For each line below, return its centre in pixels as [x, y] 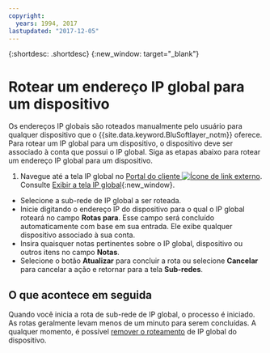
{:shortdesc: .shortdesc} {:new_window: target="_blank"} [104, 54]
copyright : [27, 16]
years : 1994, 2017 [47, 23]
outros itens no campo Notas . [70, 253]
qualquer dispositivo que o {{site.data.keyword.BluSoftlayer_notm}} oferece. [135, 135]
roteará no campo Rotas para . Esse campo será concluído [117, 218]
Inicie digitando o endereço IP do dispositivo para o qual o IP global [132, 209]
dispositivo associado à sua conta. [78, 235]
